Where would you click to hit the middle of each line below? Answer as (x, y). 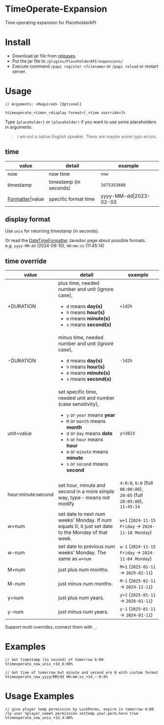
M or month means (86, 421)
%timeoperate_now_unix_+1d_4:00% (39, 718)
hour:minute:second (31, 495)
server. (19, 71)
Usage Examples (40, 696)
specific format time (72, 199)
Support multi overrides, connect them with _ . (51, 627)
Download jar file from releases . (44, 56)
